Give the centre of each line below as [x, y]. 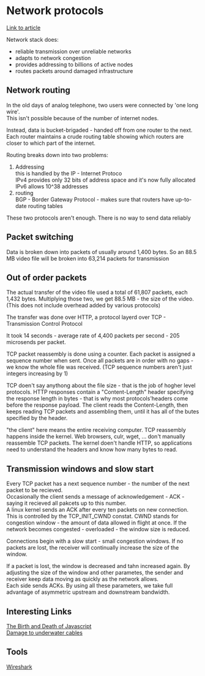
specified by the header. [37, 418]
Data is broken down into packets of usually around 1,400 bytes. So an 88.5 [102, 252]
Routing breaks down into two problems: [57, 155]
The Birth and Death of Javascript [49, 626]
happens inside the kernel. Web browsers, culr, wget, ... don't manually [96, 437]
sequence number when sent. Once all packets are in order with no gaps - [100, 361]
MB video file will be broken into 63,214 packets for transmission [88, 258]
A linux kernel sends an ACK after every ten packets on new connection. [97, 510]
